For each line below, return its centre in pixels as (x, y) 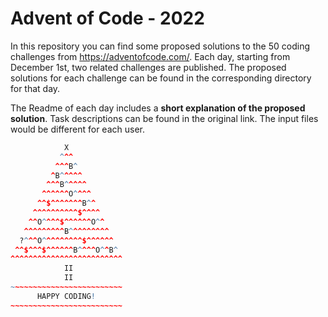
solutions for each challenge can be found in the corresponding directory (161, 78)
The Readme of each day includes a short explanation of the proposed (158, 108)
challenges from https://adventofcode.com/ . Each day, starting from (150, 56)
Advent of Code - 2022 (107, 18)
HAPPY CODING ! (66, 296)
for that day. (35, 88)
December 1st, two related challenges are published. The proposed (148, 67)
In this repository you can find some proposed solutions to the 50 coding (160, 46)
